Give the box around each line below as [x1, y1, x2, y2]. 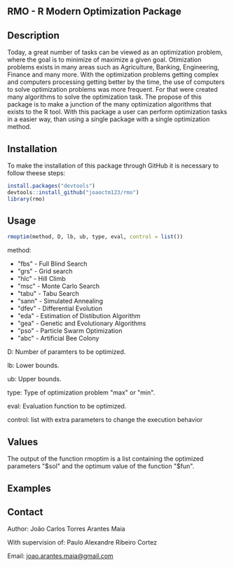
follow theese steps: [7, 169, 66, 177]
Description [7, 29, 60, 41]
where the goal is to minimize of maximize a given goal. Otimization [7, 55, 202, 64]
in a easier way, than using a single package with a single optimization [7, 115, 210, 123]
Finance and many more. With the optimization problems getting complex [7, 70, 219, 79]
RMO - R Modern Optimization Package [7, 6, 182, 18]
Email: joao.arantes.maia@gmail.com [7, 552, 113, 560]
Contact [7, 506, 43, 518]
